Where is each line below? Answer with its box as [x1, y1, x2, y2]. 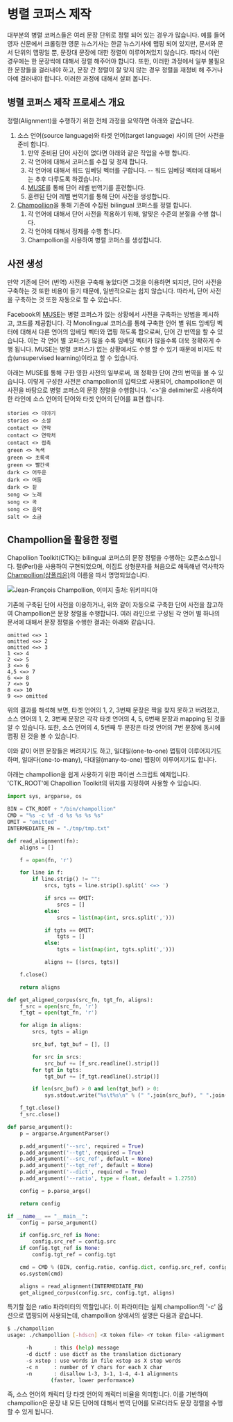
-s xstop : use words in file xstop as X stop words [25, 1357, 182, 1364]
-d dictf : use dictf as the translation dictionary [25, 1351, 182, 1358]
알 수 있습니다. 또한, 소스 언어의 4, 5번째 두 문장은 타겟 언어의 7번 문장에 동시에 [7, 724, 221, 732]
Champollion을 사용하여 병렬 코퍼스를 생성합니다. [27, 235, 162, 244]
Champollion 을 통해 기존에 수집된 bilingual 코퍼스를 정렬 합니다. [17, 201, 192, 209]
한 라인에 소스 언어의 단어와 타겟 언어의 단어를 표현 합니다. [7, 394, 164, 403]
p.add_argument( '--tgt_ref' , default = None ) [19, 1162, 154, 1169]
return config [19, 1200, 60, 1207]
